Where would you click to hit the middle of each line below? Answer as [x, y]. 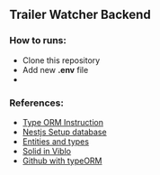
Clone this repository [61, 60]
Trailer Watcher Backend [80, 15]
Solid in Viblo [47, 151]
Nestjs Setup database [64, 132]
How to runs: [38, 41]
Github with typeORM [62, 161]
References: [37, 103]
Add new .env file [55, 69]
